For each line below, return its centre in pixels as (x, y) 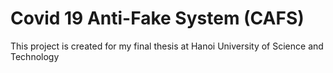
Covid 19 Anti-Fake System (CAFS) (157, 18)
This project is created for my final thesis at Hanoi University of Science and (167, 46)
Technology (35, 56)
